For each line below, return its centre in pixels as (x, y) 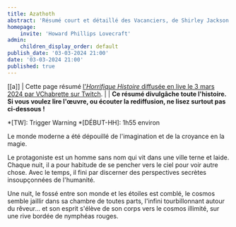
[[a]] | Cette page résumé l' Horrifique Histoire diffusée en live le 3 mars (111, 86)
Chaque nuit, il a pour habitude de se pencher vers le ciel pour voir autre (113, 165)
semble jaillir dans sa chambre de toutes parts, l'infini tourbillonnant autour (116, 201)
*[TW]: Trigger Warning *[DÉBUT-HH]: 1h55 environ (84, 122)
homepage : (22, 27)
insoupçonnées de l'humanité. (51, 180)
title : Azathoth (31, 14)
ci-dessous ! (26, 109)
